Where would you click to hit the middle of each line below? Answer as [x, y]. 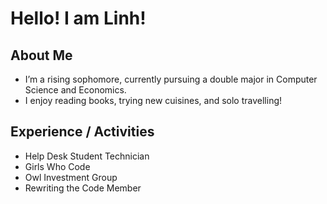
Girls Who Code [57, 166]
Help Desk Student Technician [87, 156]
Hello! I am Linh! [78, 18]
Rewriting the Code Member [83, 188]
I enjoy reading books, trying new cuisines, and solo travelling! [153, 100]
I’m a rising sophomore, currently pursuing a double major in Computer [171, 79]
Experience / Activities [82, 132]
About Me [41, 55]
